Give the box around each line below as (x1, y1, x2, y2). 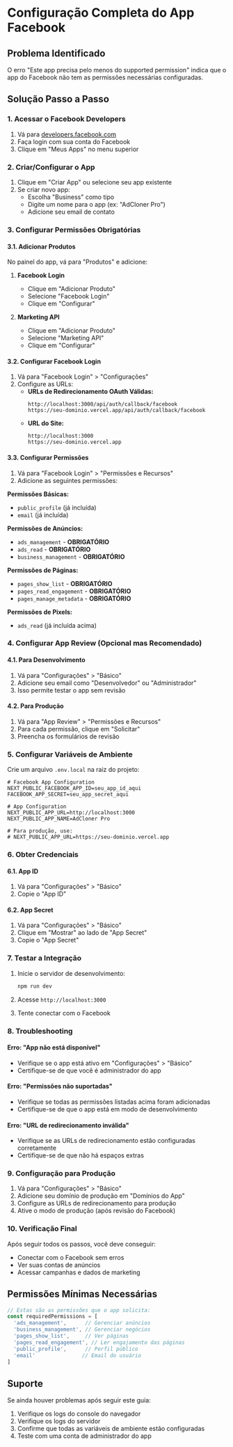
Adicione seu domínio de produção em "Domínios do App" (17, 1192, 186, 1200)
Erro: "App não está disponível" (7, 1043, 101, 1052)
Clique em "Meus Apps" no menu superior (17, 145, 139, 153)
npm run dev (17, 983, 52, 990)
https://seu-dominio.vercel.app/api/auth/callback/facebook (27, 407, 206, 414)
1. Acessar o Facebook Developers (7, 114, 127, 124)
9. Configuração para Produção (7, 1169, 116, 1178)
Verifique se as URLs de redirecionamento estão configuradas (17, 1137, 196, 1145)
